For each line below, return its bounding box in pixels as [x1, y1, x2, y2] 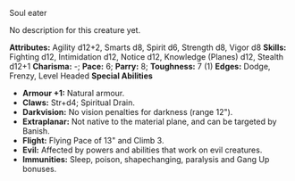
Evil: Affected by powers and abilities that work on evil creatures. [21, 144, 263, 155]
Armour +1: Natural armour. [21, 88, 125, 98]
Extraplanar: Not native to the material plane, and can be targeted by [21, 116, 277, 127]
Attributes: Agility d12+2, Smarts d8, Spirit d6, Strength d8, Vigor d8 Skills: [9, 42, 287, 53]
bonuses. [21, 164, 57, 174]
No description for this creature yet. [9, 25, 141, 35]
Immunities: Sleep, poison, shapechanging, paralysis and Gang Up [21, 154, 270, 164]
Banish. [21, 126, 51, 136]
